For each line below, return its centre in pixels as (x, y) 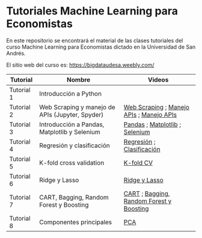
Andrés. (16, 53)
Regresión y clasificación (74, 145)
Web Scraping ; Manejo (156, 107)
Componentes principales (75, 222)
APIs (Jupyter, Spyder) (71, 114)
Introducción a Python (70, 93)
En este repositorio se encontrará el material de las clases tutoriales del (95, 40)
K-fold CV (138, 162)
